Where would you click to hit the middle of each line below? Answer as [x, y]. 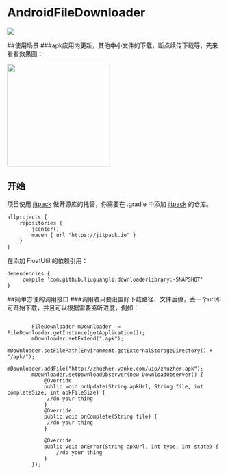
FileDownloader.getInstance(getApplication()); [76, 333]
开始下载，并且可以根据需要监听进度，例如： [76, 308]
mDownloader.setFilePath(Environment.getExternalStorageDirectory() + [110, 351]
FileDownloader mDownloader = [76, 327]
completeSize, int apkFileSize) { [56, 392]
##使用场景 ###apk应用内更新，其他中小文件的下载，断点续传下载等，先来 [113, 45]
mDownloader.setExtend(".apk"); [78, 338]
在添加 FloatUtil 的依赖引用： [48, 260]
